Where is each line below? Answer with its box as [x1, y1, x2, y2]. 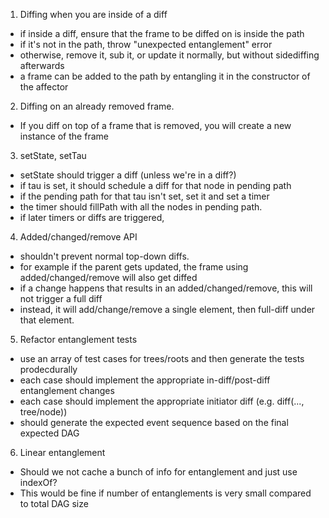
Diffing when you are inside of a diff [19, 9, 168, 20]
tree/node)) [19, 406, 68, 418]
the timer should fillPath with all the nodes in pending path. [19, 201, 263, 213]
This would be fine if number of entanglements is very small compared [19, 487, 312, 499]
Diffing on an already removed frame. [19, 100, 175, 112]
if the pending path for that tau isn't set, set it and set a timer [19, 190, 270, 202]
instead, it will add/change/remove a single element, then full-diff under [19, 304, 316, 315]
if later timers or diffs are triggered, [19, 212, 165, 223]
